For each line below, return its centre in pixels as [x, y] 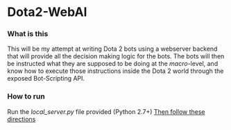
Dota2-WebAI [47, 12]
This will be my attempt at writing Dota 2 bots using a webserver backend [112, 49]
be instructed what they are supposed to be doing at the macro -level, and [113, 64]
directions [22, 119]
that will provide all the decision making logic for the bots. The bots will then [116, 56]
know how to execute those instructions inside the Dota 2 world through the [115, 71]
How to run [26, 97]
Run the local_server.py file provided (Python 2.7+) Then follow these [106, 111]
